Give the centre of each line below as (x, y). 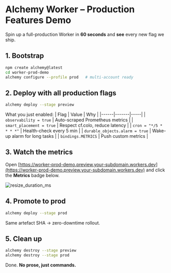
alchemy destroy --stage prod (38, 255)
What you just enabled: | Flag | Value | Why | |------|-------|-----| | (75, 115)
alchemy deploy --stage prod (36, 213)
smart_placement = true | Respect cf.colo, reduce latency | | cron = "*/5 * (84, 126)
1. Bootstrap (25, 56)
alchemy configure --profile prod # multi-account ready (69, 77)
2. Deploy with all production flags (61, 93)
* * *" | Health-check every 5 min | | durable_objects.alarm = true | (78, 131)
